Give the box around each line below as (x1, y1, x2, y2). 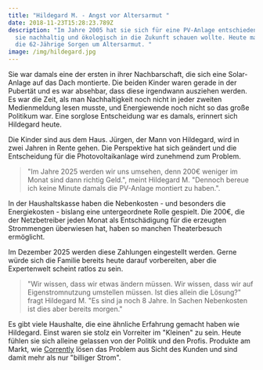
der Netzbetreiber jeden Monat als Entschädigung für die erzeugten (8, 215, 227, 225)
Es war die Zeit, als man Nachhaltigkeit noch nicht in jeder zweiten (8, 95, 222, 104)
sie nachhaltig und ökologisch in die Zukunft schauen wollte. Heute (15, 33, 247, 42)
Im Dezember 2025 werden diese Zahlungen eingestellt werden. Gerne (8, 247, 237, 256)
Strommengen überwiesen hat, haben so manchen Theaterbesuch (8, 224, 222, 233)
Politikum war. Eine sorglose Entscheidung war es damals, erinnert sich (8, 112, 238, 120)
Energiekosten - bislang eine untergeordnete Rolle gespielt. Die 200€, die (8, 207, 245, 216)
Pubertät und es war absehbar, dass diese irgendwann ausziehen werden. (8, 86, 248, 95)
